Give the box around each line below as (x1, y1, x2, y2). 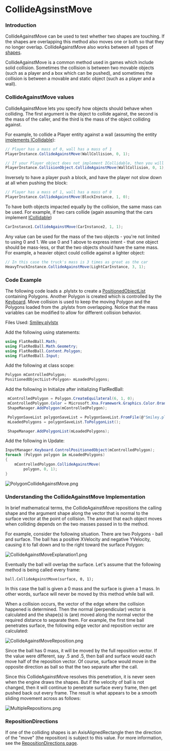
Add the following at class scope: (5, 362, 75, 368)
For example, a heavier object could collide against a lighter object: (5, 249, 145, 255)
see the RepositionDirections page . (5, 740, 78, 746)
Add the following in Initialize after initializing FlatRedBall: (5, 386, 124, 392)
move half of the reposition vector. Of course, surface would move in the (5, 658, 157, 665)
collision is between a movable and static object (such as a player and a (5, 75, 155, 82)
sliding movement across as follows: (5, 696, 81, 701)
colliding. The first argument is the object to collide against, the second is (5, 110, 158, 117)
